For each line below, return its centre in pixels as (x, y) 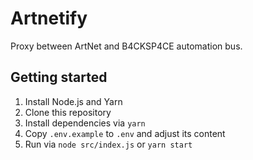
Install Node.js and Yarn (73, 101)
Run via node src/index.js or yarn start (108, 144)
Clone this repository (68, 112)
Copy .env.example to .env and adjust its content (125, 133)
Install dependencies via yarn (85, 123)
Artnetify (49, 18)
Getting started (59, 77)
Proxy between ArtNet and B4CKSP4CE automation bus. (126, 46)
